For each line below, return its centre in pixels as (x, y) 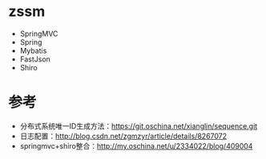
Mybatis (33, 50)
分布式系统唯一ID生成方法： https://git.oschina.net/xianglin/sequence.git (139, 125)
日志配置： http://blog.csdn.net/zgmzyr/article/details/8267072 (123, 136)
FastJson (35, 59)
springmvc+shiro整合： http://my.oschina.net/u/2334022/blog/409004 (136, 145)
